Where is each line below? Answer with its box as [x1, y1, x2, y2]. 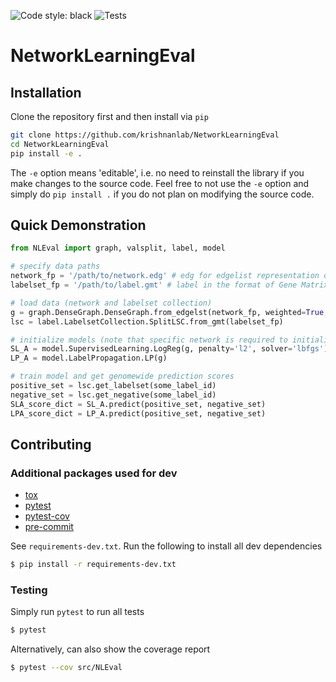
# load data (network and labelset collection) [10, 298, 213, 308]
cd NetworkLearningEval [10, 139, 110, 149]
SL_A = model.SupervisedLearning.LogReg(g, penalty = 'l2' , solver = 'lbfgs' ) [10, 344, 329, 354]
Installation [10, 84, 82, 101]
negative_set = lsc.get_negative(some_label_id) [10, 390, 217, 400]
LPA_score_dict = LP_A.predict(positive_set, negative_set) [10, 408, 267, 419]
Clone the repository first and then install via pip [10, 111, 209, 122]
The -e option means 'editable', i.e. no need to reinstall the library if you [10, 166, 305, 179]
